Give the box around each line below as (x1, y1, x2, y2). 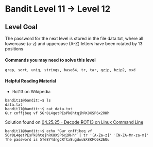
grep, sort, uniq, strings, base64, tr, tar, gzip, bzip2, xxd (5, 68, 136, 73)
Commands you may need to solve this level (5, 57, 96, 63)
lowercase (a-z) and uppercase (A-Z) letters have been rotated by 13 (5, 41, 143, 47)
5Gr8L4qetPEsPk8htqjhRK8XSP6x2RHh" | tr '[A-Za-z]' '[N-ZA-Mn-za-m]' (5, 133, 149, 138)
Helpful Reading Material (5, 78, 56, 83)
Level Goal (5, 23, 38, 31)
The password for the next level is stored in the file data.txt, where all (5, 35, 144, 41)
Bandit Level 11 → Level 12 (5, 3, 111, 15)
